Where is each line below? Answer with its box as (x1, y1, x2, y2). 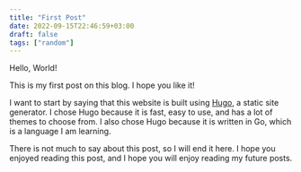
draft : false (9, 30, 58, 39)
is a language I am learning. (9, 126, 111, 137)
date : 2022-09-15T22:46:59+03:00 (9, 21, 135, 30)
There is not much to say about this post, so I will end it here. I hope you (9, 143, 276, 154)
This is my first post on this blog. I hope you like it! (9, 80, 195, 90)
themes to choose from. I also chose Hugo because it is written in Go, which (9, 116, 292, 127)
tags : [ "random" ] (9, 38, 75, 47)
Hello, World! (9, 63, 58, 73)
